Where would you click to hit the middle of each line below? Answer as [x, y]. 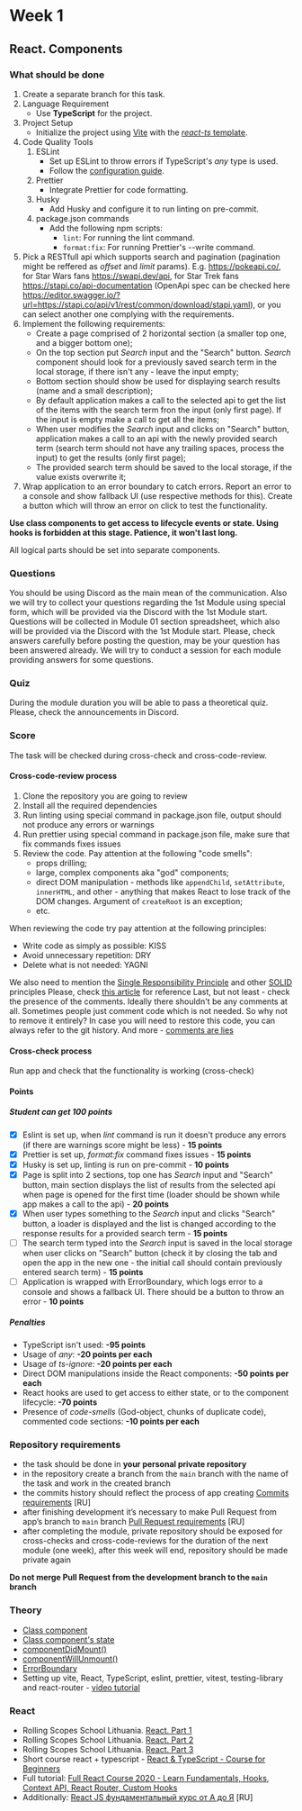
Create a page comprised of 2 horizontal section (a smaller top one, [161, 333]
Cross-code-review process [63, 776]
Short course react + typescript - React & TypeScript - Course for [144, 1759]
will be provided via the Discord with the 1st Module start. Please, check [142, 631]
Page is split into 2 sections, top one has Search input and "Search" [148, 1174]
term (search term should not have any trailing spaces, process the [160, 448]
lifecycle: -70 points [59, 1402]
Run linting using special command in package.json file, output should [152, 815]
